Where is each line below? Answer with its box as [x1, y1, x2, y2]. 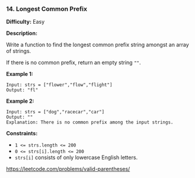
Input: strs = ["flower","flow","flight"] [6, 82, 113, 88]
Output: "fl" [6, 87, 39, 93]
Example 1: [6, 71, 34, 78]
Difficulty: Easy [6, 18, 45, 26]
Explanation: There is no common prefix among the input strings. [6, 119, 174, 126]
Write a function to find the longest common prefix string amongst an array [6, 41, 190, 49]
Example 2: [6, 97, 34, 105]
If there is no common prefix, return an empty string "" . [6, 59, 141, 66]
